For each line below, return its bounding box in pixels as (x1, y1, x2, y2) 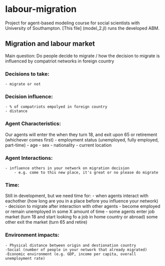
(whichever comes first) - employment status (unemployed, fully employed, (5, 136, 159, 142)
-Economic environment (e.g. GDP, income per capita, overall (5, 252, 136, 257)
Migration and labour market (5, 40, 95, 48)
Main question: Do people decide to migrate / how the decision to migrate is (5, 53, 160, 59)
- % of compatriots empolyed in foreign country (5, 104, 108, 110)
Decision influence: (5, 93, 53, 100)
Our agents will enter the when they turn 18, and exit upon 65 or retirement (5, 132, 158, 137)
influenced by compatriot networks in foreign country (5, 58, 114, 64)
